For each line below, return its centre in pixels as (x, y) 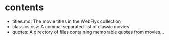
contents (24, 7)
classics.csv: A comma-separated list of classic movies (70, 26)
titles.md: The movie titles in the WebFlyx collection (67, 21)
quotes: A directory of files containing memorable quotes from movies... (88, 32)
